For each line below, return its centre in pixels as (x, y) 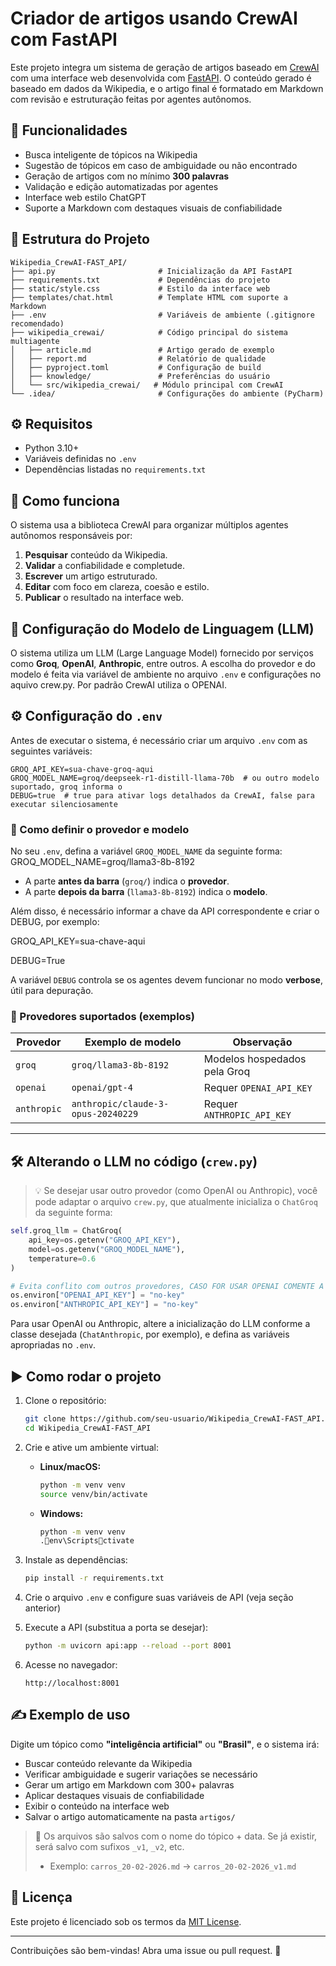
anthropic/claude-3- (120, 1104)
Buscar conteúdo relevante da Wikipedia (108, 1763)
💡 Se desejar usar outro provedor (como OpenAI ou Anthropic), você (176, 1191)
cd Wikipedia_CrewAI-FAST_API (88, 1428)
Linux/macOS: (70, 1466)
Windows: (61, 1513)
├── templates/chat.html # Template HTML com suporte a (149, 297)
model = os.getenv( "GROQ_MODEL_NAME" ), (107, 1249)
